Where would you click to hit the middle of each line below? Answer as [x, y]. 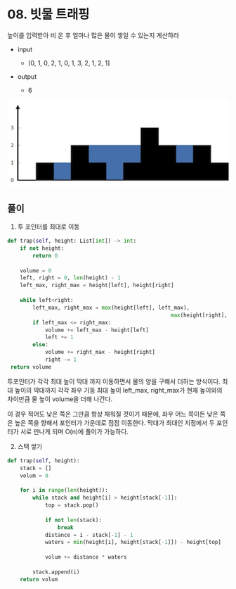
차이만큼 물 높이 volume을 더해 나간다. [60, 399]
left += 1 [59, 337]
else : [41, 345]
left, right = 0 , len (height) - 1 [70, 278]
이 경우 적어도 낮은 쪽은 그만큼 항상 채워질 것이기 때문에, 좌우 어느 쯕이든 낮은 [113, 414]
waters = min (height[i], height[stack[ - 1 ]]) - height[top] [133, 543]
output [27, 76]
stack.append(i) [56, 572]
